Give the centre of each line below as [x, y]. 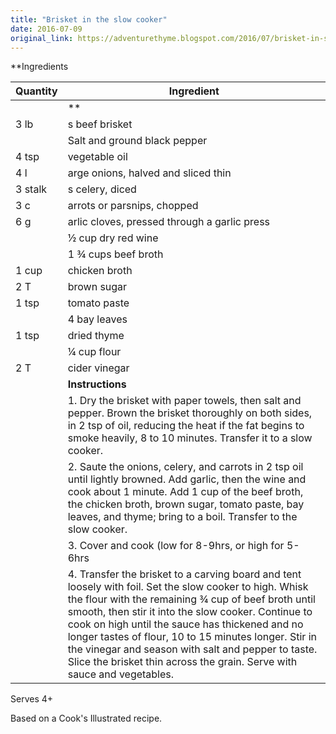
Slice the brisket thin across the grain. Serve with [182, 662]
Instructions [97, 384]
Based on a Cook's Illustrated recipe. [86, 718]
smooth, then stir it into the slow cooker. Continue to [190, 612]
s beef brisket [100, 124]
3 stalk [31, 189]
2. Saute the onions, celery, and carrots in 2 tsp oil [185, 467]
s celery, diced [102, 189]
